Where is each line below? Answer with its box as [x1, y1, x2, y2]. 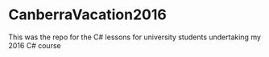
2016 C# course [8, 40, 62, 50]
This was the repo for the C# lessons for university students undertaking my [8, 32, 262, 42]
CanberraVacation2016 [8, 6, 167, 24]
